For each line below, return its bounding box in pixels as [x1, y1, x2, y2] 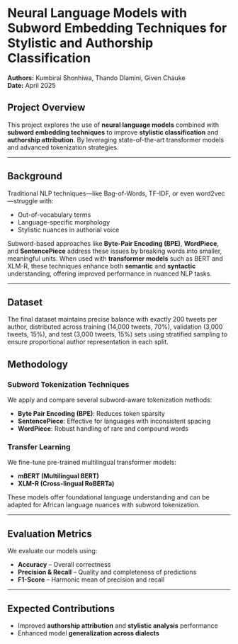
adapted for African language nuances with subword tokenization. [7, 501, 200, 509]
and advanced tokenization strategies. [7, 143, 119, 152]
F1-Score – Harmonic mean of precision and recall [17, 575, 165, 584]
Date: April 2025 [7, 81, 56, 89]
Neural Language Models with [7, 5, 188, 21]
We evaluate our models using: [7, 547, 98, 555]
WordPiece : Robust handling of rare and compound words [17, 424, 189, 433]
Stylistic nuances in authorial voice [17, 225, 120, 234]
